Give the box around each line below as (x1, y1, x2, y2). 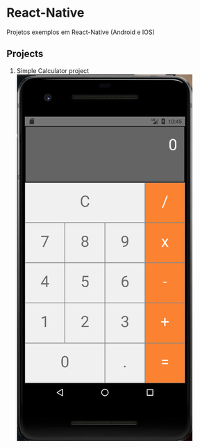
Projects (6, 48, 44, 60)
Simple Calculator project (16, 66, 90, 74)
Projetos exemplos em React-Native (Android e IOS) (6, 28, 156, 36)
